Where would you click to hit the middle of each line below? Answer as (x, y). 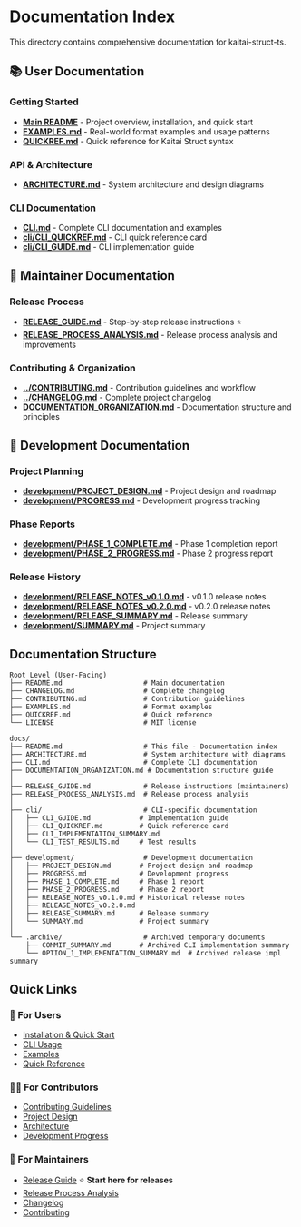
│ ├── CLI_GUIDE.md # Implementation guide (119, 818)
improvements (49, 344)
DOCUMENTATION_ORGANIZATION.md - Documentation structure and (157, 407)
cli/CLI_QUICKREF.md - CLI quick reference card (115, 237)
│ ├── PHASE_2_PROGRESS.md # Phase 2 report (107, 890)
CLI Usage (42, 1044)
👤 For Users (35, 1014)
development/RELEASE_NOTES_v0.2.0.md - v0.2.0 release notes (146, 607)
